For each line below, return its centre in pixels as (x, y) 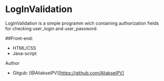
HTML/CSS (24, 48)
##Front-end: (19, 38)
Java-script (25, 53)
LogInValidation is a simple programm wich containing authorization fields (82, 23)
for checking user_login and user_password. (51, 28)
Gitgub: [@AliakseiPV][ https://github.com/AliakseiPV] (68, 73)
